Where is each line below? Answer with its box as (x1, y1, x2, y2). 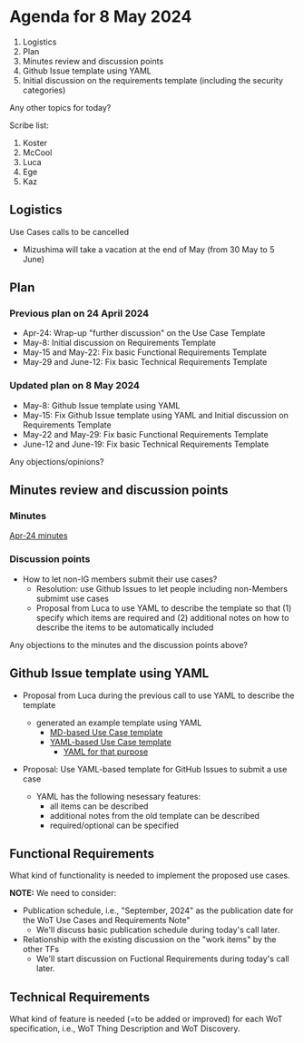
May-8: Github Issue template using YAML (22, 399, 181, 410)
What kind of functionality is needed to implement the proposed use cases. (9, 870, 290, 881)
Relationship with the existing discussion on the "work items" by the (22, 934, 277, 945)
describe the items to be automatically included (35, 622, 214, 633)
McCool (22, 147, 53, 158)
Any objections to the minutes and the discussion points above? (9, 639, 248, 650)
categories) (22, 84, 66, 95)
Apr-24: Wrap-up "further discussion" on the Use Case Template (22, 328, 266, 339)
